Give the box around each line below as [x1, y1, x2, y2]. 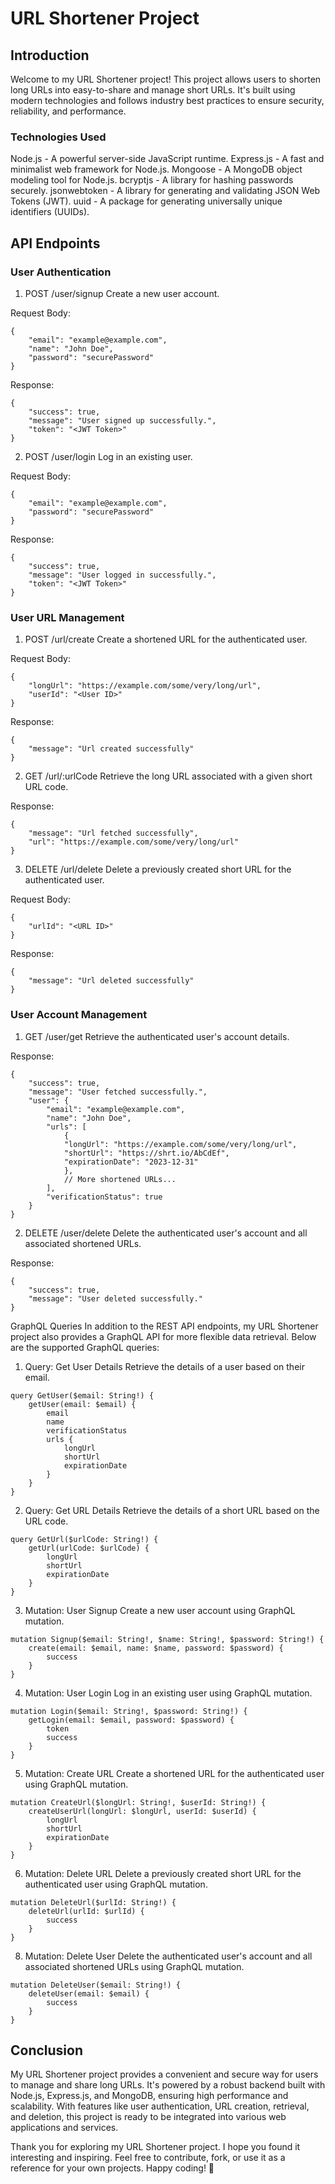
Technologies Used [10, 130, 107, 144]
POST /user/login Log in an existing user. [24, 450, 193, 462]
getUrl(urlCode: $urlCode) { [28, 1543, 150, 1553]
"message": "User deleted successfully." [28, 1293, 203, 1304]
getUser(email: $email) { [28, 1399, 137, 1409]
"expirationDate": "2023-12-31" [63, 1157, 199, 1167]
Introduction [10, 47, 90, 64]
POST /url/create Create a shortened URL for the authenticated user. [24, 633, 308, 646]
